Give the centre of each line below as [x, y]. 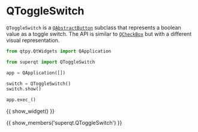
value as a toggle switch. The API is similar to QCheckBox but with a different [99, 33]
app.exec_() [21, 100]
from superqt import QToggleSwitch [51, 62]
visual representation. [33, 40]
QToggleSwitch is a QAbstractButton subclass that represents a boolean [94, 27]
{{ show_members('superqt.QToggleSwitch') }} [64, 123]
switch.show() [24, 89]
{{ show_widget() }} [31, 111]
